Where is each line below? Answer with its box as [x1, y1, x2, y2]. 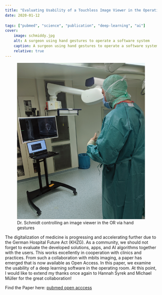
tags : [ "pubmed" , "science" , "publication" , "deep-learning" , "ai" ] [5, 23, 146, 28]
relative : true [13, 48, 44, 53]
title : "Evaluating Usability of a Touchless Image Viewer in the [5, 8, 141, 13]
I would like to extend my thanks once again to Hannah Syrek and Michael [5, 270, 152, 276]
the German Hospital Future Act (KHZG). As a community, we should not [5, 239, 148, 245]
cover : [5, 28, 18, 33]
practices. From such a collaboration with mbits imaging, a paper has [5, 254, 142, 261]
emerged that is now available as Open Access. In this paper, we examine [5, 260, 151, 265]
